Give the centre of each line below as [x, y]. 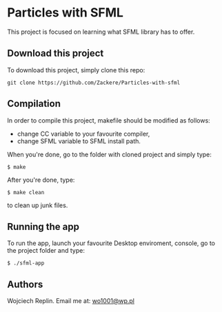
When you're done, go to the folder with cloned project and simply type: [110, 154]
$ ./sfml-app [26, 263]
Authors [25, 284]
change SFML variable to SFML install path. [79, 141]
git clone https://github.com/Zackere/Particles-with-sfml [94, 83]
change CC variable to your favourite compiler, [83, 134]
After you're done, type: [41, 180]
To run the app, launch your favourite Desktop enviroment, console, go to [111, 243]
